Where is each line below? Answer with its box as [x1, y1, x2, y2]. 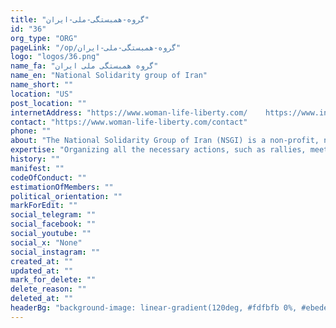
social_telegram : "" [10, 210, 97, 220]
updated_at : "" [10, 266, 74, 276]
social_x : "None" [10, 237, 83, 248]
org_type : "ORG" [10, 33, 78, 43]
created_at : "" [10, 256, 74, 266]
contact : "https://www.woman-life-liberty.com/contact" [10, 117, 248, 127]
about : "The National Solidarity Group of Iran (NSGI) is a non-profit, [10, 136, 320, 146]
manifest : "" [10, 163, 65, 173]
